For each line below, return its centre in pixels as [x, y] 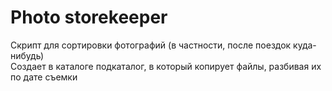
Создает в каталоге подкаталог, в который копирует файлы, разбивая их [166, 66]
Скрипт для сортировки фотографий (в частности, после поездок [151, 45]
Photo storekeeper [89, 17]
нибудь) [27, 55]
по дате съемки [44, 77]
